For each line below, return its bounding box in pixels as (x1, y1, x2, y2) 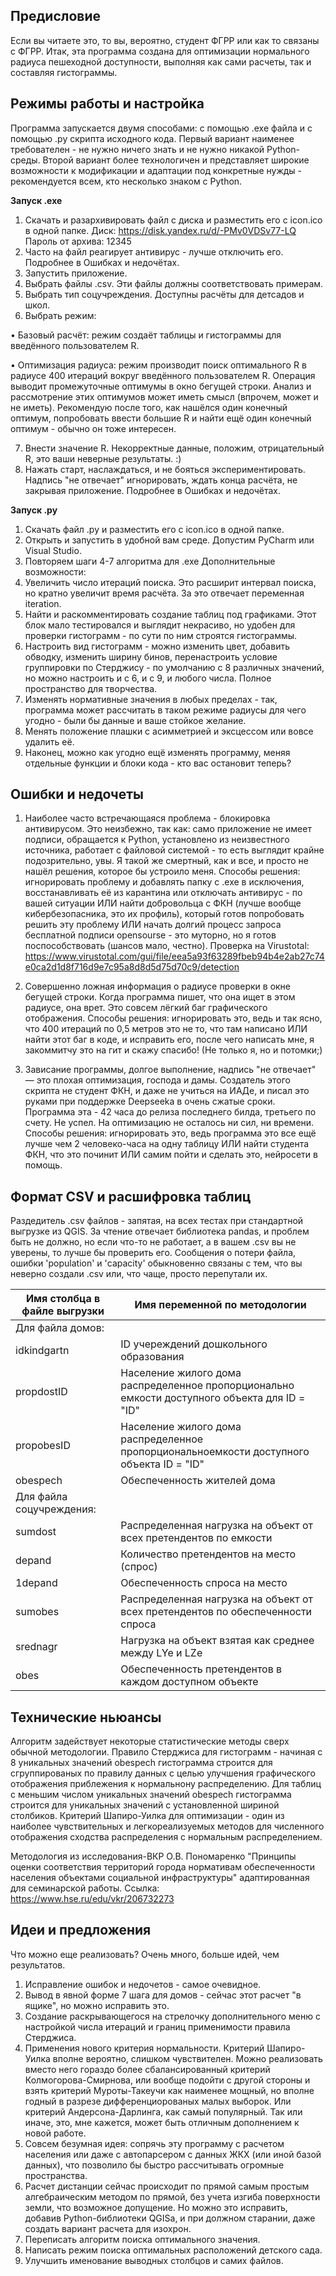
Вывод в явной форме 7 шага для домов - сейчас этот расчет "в (24, 1989, 302, 2001)
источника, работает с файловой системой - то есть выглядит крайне (24, 844, 325, 856)
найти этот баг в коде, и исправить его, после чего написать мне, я (24, 1034, 315, 1046)
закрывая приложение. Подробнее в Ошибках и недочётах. (24, 484, 281, 496)
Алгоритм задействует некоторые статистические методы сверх (10, 1735, 290, 1748)
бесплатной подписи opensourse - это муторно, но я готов (24, 929, 277, 941)
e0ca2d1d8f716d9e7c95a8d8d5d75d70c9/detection (24, 961, 240, 973)
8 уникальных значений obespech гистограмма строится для (10, 1757, 273, 1769)
